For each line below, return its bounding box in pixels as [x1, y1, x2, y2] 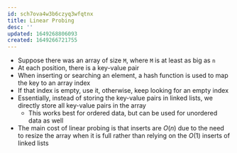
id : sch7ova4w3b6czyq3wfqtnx [7, 10, 94, 18]
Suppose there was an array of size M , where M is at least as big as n [17, 56, 216, 64]
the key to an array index [17, 79, 91, 87]
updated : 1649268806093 [7, 30, 78, 38]
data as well [28, 116, 64, 125]
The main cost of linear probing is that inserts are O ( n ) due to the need [17, 124, 225, 132]
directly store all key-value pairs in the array [17, 101, 147, 110]
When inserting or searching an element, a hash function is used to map [17, 72, 228, 80]
